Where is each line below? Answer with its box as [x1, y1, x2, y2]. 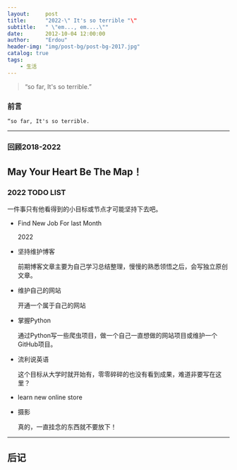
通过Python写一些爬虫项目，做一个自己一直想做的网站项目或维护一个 [17, 331, 218, 339]
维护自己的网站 [17, 286, 61, 294]
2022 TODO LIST [7, 188, 66, 198]
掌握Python [17, 316, 51, 324]
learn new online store [17, 393, 83, 401]
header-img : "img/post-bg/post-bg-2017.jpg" [7, 43, 140, 50]
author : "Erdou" [7, 37, 68, 44]
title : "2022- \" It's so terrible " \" [7, 17, 138, 24]
